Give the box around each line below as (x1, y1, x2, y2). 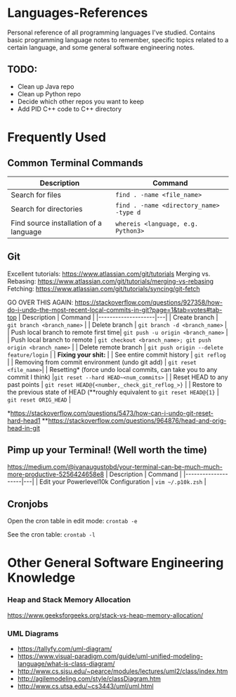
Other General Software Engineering (7, 555, 224, 571)
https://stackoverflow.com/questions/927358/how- (74, 298, 223, 307)
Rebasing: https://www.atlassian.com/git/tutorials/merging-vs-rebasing (7, 276, 214, 286)
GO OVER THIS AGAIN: (7, 298, 74, 307)
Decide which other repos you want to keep (17, 97, 144, 105)
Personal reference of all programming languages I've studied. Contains (7, 28, 216, 37)
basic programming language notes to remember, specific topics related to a (7, 35, 229, 44)
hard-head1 (7, 416, 41, 425)
